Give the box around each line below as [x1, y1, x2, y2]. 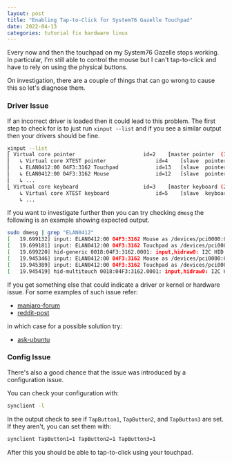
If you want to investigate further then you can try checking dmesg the [7, 209, 204, 217]
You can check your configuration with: [7, 388, 119, 397]
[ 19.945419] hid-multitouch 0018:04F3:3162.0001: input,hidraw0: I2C [7, 267, 221, 275]
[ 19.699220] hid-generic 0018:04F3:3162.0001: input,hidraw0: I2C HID [7, 249, 224, 256]
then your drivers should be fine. [7, 131, 100, 140]
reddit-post [17, 308, 50, 316]
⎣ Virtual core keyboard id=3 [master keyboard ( [7, 183, 224, 190]
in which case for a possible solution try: [7, 322, 122, 330]
